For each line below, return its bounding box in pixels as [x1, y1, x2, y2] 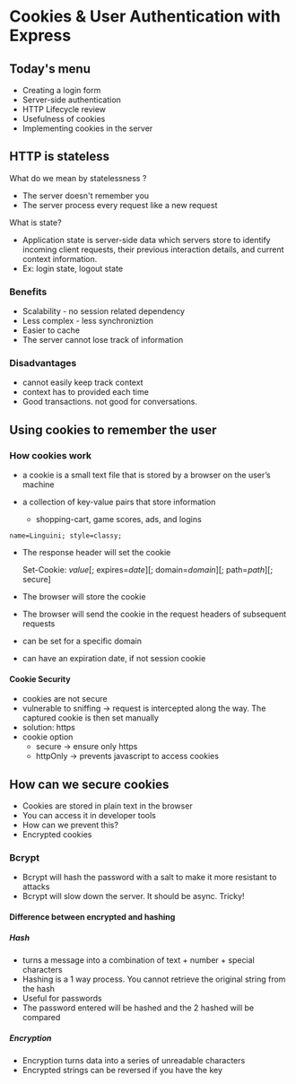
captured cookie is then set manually [22, 712, 160, 723]
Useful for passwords [22, 992, 102, 1003]
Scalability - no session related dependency [22, 306, 186, 317]
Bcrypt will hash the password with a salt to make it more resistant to [22, 872, 277, 883]
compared [22, 1011, 61, 1022]
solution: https [22, 722, 76, 733]
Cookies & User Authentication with [9, 6, 281, 27]
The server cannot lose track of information [22, 335, 184, 345]
